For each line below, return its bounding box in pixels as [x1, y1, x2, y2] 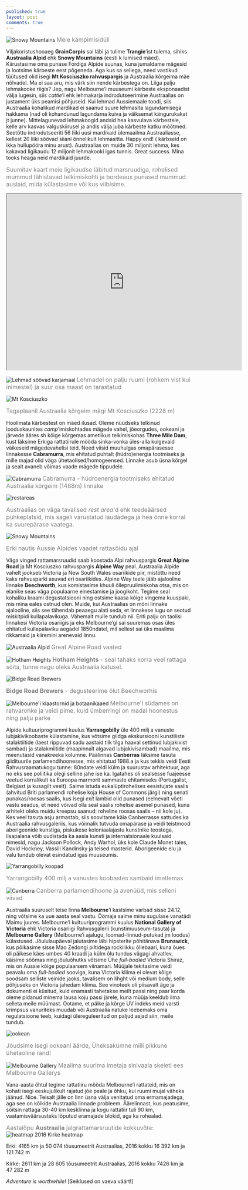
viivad [6, 894, 23, 902]
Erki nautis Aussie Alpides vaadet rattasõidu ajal [6, 544, 139, 552]
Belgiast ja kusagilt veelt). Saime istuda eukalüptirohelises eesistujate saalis [6, 783, 189, 790]
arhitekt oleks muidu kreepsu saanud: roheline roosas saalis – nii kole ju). [6, 807, 182, 814]
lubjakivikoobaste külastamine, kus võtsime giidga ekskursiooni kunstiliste [6, 733, 185, 740]
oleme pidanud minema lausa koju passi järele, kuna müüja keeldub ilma [6, 994, 181, 1001]
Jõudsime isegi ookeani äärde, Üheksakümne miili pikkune [6, 1041, 168, 1050]
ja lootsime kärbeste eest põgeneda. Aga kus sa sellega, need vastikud [6, 67, 178, 74]
